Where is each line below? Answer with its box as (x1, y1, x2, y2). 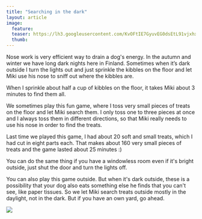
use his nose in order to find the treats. (6, 122, 102, 128)
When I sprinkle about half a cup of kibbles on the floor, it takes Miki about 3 (6, 84, 195, 91)
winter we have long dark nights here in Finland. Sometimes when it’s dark (6, 60, 191, 67)
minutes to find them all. (6, 91, 66, 97)
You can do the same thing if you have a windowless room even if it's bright (6, 158, 194, 164)
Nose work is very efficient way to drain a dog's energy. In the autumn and (6, 54, 191, 60)
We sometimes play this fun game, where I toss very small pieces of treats (6, 102, 191, 109)
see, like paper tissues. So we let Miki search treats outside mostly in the (6, 188, 186, 196)
